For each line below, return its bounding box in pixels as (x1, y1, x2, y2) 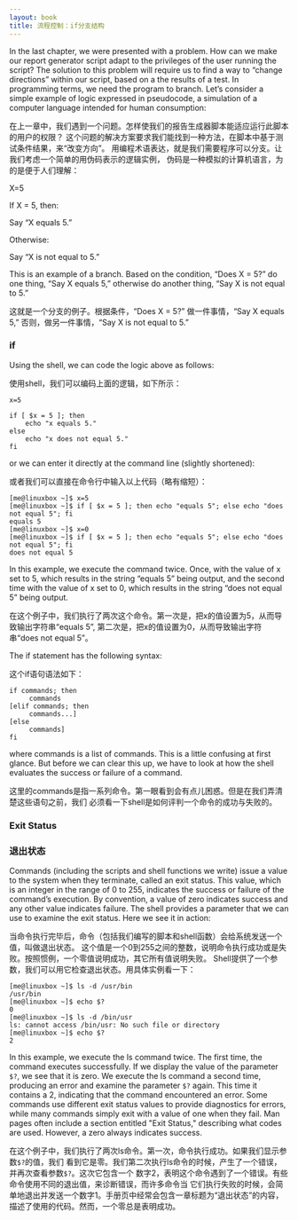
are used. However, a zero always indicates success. (9, 1128, 202, 1138)
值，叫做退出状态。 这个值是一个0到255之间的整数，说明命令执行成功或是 (9, 942, 279, 953)
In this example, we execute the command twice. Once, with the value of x (9, 563, 281, 574)
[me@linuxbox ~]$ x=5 (9, 493, 90, 502)
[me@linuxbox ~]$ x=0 (9, 524, 90, 533)
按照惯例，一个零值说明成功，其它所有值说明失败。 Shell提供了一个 (24, 953, 271, 964)
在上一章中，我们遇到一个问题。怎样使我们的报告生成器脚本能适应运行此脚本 (9, 121, 289, 131)
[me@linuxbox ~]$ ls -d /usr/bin (9, 982, 133, 991)
